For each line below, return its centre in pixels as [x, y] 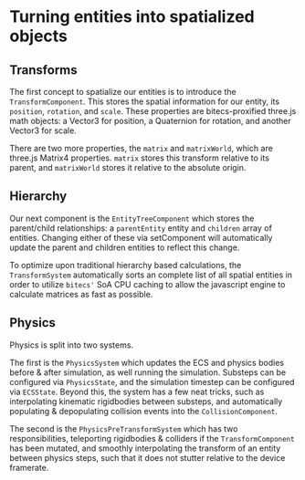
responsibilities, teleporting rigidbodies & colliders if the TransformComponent [152, 438]
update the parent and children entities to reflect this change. [125, 247]
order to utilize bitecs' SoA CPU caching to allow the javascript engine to [147, 284]
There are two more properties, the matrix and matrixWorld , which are [142, 148]
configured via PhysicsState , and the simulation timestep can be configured [152, 381]
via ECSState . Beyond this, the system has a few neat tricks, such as [137, 391]
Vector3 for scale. [43, 130]
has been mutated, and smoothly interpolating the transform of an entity [145, 448]
